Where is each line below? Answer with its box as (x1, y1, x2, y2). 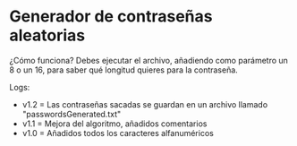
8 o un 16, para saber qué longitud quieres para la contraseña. (9, 64, 239, 75)
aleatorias (9, 25, 86, 46)
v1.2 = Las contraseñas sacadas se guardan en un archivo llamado (21, 99, 268, 109)
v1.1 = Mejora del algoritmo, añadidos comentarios (21, 118, 208, 129)
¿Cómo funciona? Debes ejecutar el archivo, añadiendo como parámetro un (9, 55, 289, 65)
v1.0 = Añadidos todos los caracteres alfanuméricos (21, 127, 215, 138)
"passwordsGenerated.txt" (21, 108, 122, 119)
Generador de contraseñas (9, 6, 213, 27)
